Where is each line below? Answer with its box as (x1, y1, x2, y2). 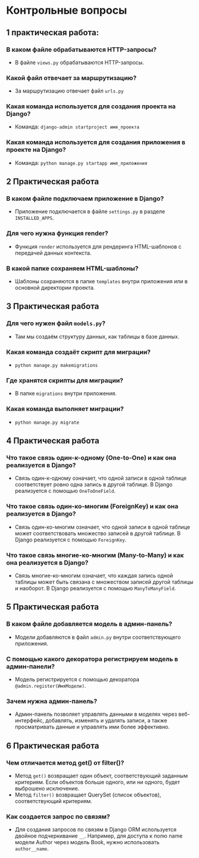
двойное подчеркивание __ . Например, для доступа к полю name (14, 832, 183, 839)
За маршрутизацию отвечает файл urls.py (14, 87, 124, 94)
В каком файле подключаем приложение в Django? (6, 195, 164, 203)
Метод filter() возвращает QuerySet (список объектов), (14, 791, 161, 798)
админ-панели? (6, 662, 55, 670)
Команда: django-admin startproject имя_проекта (14, 123, 140, 130)
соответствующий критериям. (14, 797, 92, 804)
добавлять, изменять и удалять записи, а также (45, 717, 167, 724)
